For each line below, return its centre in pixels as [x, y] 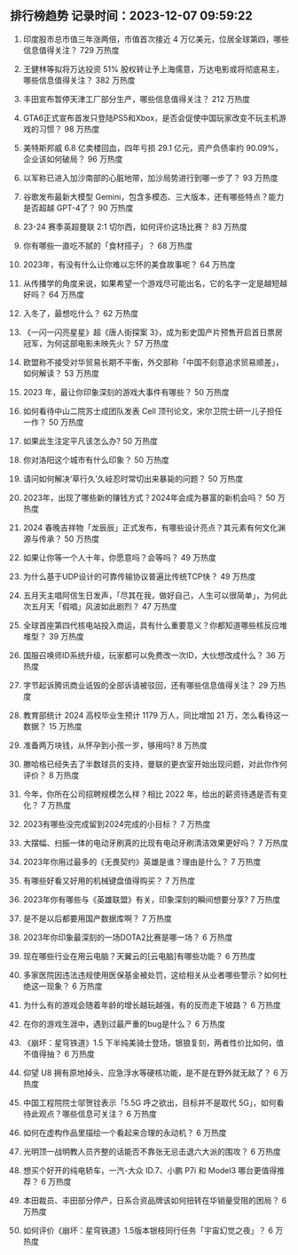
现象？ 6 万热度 [74, 986]
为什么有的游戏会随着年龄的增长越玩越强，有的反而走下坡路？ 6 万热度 [152, 1005]
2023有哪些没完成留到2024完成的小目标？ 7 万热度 [117, 823]
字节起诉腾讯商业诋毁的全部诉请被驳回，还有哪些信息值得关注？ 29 [145, 685]
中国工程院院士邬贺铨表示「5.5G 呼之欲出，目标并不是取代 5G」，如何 [149, 1102]
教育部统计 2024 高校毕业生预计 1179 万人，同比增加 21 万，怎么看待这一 [156, 715]
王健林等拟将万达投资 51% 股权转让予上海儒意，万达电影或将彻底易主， [153, 68]
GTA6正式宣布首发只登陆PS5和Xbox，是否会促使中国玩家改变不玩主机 [151, 117]
